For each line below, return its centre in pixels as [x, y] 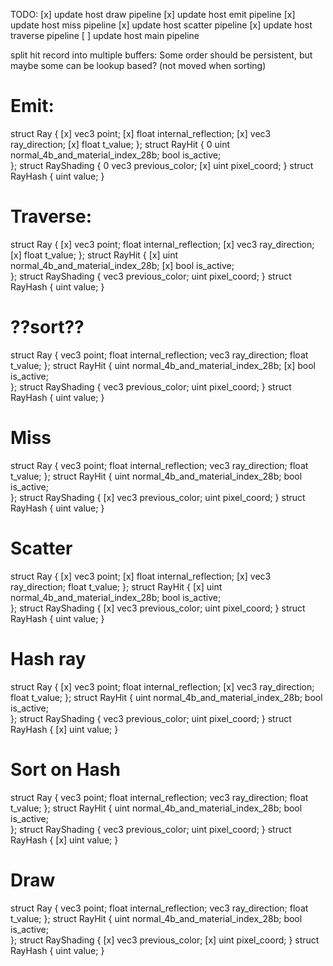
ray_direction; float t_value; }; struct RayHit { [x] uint [116, 586]
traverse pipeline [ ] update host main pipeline [105, 35]
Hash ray [48, 658]
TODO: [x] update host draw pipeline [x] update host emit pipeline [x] [153, 14]
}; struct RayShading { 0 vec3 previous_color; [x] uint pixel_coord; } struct [162, 165]
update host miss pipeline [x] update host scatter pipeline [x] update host [161, 25]
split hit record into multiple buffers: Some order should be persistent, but [161, 55]
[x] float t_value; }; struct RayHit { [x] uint [94, 255]
